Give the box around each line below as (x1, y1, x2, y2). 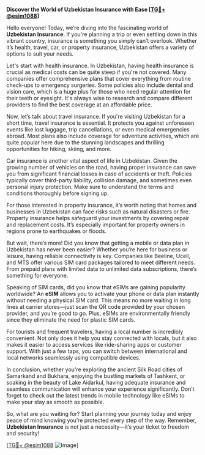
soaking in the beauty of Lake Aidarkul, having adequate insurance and (6, 379, 186, 386)
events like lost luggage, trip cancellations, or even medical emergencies (6, 126, 190, 133)
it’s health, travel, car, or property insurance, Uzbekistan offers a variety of (6, 43, 195, 51)
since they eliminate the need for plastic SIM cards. (6, 316, 136, 324)
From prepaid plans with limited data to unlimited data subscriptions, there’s (6, 265, 197, 272)
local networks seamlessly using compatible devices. (6, 354, 141, 361)
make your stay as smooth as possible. (6, 398, 105, 405)
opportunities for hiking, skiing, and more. (6, 146, 112, 152)
